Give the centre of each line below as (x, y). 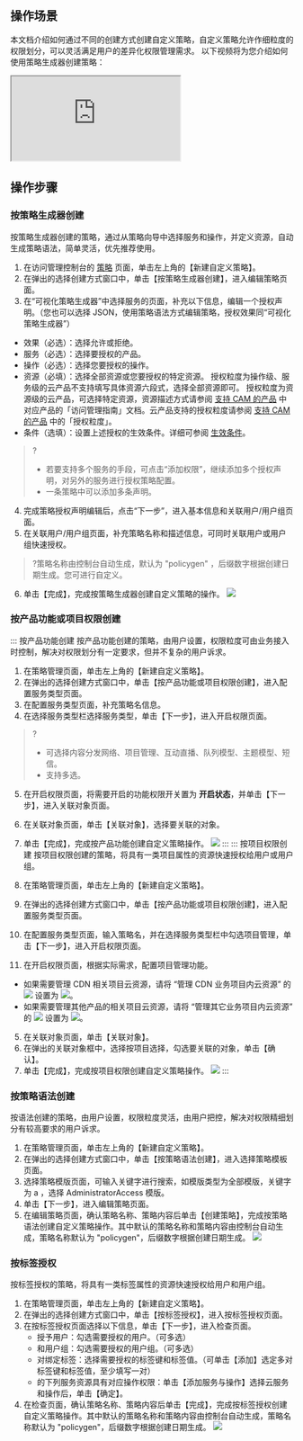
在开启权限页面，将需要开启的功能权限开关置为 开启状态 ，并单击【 (147, 793)
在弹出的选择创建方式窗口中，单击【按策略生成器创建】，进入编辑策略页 (155, 278)
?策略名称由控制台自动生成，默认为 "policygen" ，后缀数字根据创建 (156, 563)
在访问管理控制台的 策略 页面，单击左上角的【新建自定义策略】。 (142, 267)
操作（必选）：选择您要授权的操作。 (88, 365)
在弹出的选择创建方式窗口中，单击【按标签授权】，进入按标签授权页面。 (155, 1315)
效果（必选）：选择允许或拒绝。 (80, 342)
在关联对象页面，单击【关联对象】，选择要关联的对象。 (124, 824)
